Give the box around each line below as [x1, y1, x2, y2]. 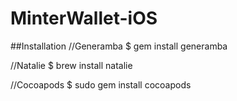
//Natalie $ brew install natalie [10, 59, 133, 71]
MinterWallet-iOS [10, 7, 158, 30]
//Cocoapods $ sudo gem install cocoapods [10, 78, 192, 91]
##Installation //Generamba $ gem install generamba [10, 40, 228, 52]
